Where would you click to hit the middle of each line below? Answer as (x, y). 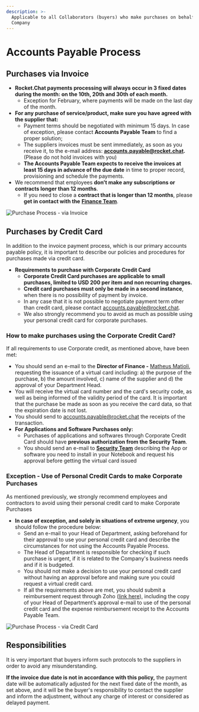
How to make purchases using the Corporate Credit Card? (91, 336)
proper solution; (43, 138)
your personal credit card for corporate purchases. (86, 320)
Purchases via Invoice (48, 74)
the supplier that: (36, 120)
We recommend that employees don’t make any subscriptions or (95, 183)
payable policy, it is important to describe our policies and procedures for (96, 252)
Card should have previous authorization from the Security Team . (105, 442)
